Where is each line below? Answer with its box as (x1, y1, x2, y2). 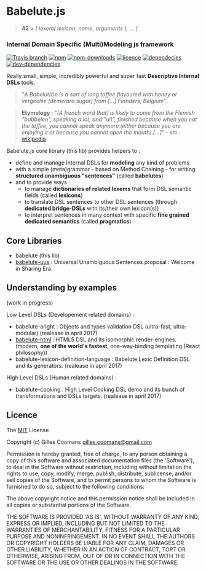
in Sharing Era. (15, 265, 53, 273)
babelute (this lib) (15, 252, 60, 259)
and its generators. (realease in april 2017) (15, 362, 122, 369)
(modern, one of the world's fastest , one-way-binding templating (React (15, 342, 200, 349)
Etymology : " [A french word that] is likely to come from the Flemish (21, 109, 195, 117)
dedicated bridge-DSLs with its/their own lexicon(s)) (24, 204, 159, 212)
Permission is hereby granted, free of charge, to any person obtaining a (6, 450, 188, 457)
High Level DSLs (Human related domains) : (6, 373, 117, 381)
